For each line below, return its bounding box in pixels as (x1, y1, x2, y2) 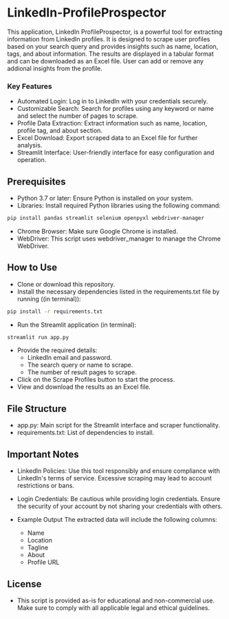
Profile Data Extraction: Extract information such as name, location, (17, 119, 208, 128)
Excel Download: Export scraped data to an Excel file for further (17, 134, 198, 142)
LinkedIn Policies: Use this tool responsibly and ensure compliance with (17, 467, 220, 475)
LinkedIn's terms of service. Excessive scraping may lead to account (17, 474, 212, 483)
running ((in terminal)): (17, 294, 81, 303)
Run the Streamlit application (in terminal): (17, 321, 137, 329)
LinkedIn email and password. (27, 354, 112, 362)
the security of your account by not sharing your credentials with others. (17, 502, 223, 511)
